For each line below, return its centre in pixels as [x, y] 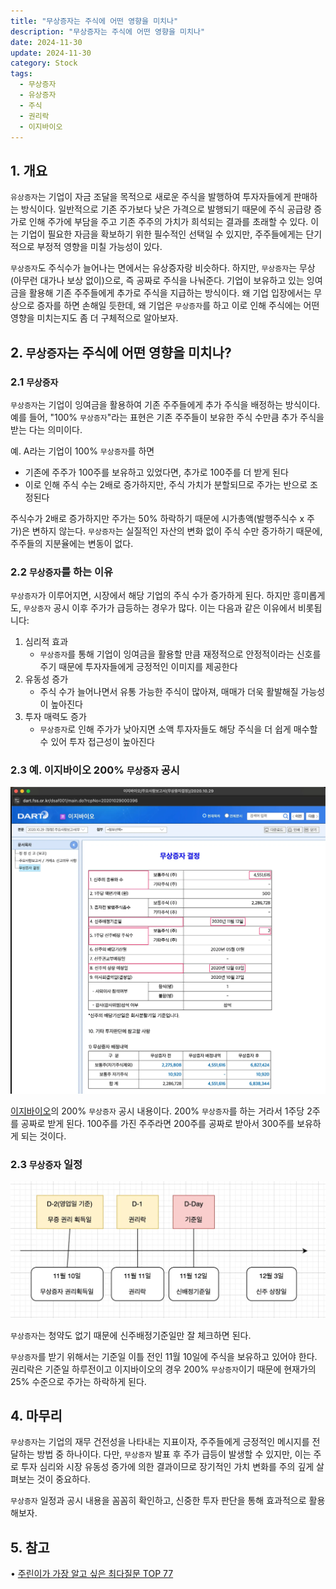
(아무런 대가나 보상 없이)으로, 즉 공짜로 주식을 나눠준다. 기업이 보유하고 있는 [157, 281]
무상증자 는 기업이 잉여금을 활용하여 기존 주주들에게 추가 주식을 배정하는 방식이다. [165, 404]
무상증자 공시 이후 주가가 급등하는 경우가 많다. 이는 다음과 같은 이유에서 [159, 608]
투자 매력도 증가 [55, 717]
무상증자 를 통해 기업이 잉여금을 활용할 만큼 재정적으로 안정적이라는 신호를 [180, 654]
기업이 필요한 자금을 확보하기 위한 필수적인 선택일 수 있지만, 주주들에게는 [162, 234]
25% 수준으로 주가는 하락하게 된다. [78, 1381]
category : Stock [44, 63]
